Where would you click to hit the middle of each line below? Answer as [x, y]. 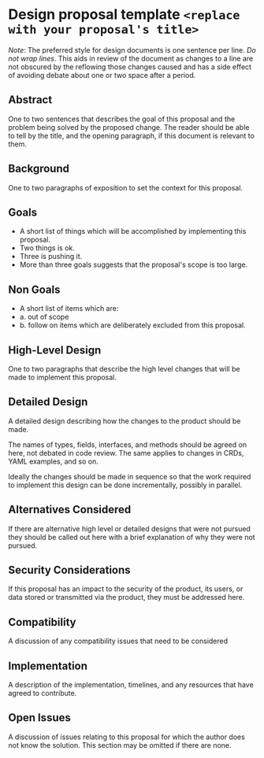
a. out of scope [44, 317]
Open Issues [39, 718]
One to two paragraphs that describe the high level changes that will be [124, 369]
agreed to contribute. [43, 693]
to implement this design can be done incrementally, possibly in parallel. [125, 485]
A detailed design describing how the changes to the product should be [125, 421]
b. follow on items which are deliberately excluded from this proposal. [132, 325]
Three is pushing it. [51, 257]
